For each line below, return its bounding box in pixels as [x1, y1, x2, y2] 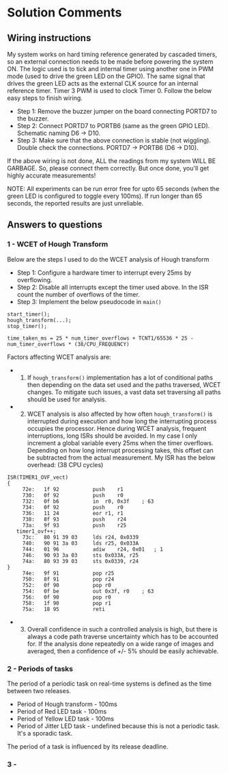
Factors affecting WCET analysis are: [7, 353, 111, 361]
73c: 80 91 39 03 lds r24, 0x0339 [22, 534, 139, 540]
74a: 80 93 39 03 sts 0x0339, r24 [22, 558, 139, 564]
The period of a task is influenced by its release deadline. [7, 742, 169, 751]
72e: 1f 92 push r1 [22, 486, 124, 492]
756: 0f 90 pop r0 [22, 594, 111, 601]
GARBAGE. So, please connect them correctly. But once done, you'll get [7, 164, 210, 172]
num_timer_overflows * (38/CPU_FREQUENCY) [7, 340, 130, 347]
